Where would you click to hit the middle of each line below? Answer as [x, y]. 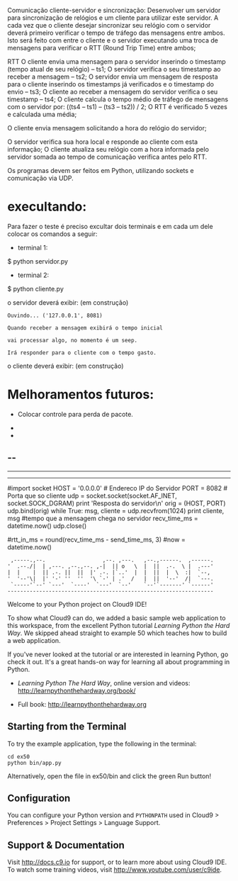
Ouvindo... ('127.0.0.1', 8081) [55, 315]
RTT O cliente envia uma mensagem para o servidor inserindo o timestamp [117, 62]
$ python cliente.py [35, 288]
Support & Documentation [66, 845]
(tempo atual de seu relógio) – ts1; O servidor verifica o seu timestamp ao [114, 69]
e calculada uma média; [42, 114]
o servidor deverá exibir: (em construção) [68, 302]
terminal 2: [33, 275]
